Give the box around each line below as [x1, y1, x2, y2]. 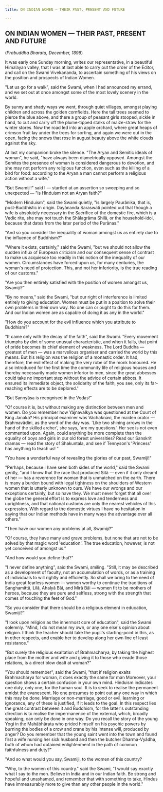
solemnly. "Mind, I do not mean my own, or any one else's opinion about [5, 625, 150, 630]
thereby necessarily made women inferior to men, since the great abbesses [5, 370, 157, 376]
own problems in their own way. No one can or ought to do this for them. [5, 305, 151, 311]
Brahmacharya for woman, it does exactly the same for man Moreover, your [5, 675, 157, 681]
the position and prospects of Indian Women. [5, 75, 95, 81]
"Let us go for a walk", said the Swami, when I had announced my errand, [5, 84, 152, 90]
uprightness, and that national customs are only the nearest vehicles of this [5, 501, 156, 507]
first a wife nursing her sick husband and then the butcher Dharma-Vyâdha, [5, 737, 157, 742]
